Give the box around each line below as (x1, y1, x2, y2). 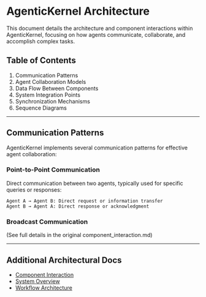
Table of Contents (6, 55, 77, 66)
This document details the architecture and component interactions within (6, 24, 193, 32)
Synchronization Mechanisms (15, 97, 91, 105)
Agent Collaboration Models (15, 78, 86, 85)
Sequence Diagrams (15, 104, 67, 111)
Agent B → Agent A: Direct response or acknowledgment (6, 203, 150, 209)
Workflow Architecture (15, 284, 72, 291)
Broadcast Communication (6, 217, 88, 226)
